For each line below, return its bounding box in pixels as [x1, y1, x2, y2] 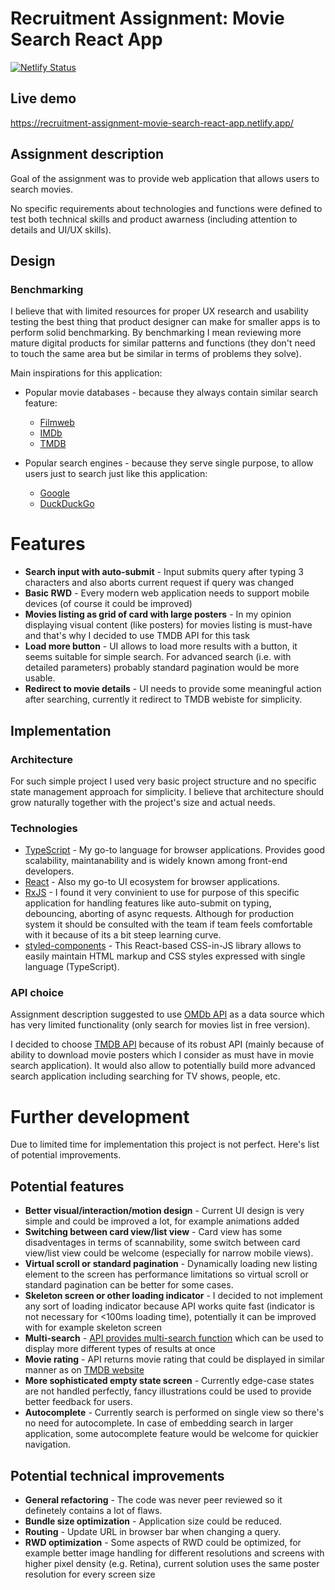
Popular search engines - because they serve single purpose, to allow [24, 457, 314, 469]
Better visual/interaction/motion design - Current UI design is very [24, 1205, 305, 1217]
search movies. [10, 183, 74, 195]
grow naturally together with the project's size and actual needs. [10, 796, 276, 808]
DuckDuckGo [39, 498, 95, 510]
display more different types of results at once [24, 1343, 216, 1355]
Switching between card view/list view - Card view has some [24, 1226, 283, 1238]
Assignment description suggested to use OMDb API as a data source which [10, 1008, 325, 1021]
